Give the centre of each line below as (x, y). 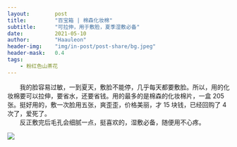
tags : (15, 60)
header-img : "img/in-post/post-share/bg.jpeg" (82, 46)
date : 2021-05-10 (47, 33)
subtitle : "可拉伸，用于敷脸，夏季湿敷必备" (74, 27)
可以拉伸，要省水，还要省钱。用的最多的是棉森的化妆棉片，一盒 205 (125, 96)
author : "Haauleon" (47, 40)
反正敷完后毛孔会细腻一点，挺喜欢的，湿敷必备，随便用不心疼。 (113, 122)
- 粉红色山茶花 (39, 66)
